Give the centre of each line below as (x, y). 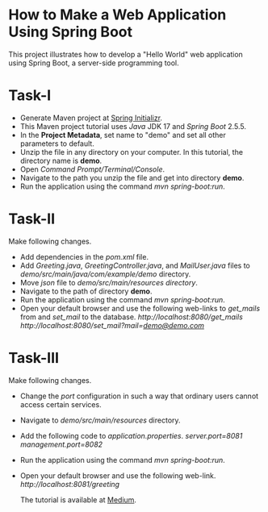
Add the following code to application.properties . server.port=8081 (131, 435)
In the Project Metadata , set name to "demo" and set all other (123, 135)
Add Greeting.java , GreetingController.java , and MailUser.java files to (135, 265)
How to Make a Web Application (117, 15)
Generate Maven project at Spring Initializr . (91, 118)
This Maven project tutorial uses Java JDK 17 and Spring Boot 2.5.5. (133, 126)
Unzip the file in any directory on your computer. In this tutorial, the (132, 152)
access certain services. (61, 404)
